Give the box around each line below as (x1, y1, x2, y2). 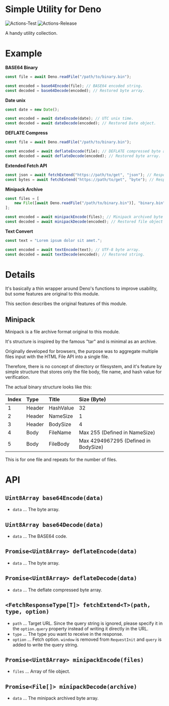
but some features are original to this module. (5, 291, 100, 297)
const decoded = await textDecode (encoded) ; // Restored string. (5, 251, 145, 257)
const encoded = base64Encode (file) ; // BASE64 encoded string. (5, 83, 143, 88)
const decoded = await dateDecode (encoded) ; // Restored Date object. (5, 121, 156, 126)
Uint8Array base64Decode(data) (5, 521, 104, 528)
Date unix (5, 97, 26, 103)
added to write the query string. (12, 641, 78, 647)
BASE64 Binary (5, 64, 38, 70)
